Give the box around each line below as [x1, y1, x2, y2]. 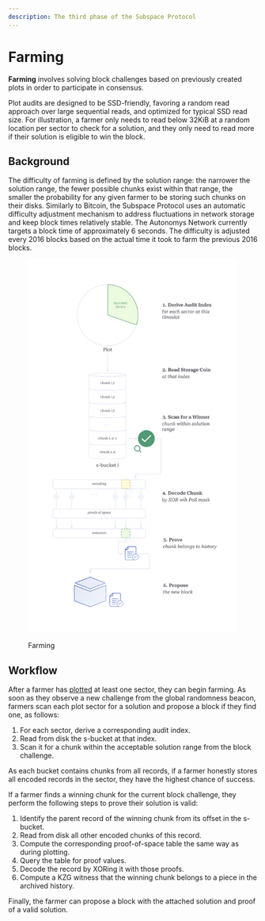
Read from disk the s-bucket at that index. [19, 734, 157, 743]
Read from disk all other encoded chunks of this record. [19, 830, 202, 840]
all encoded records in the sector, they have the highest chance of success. [8, 774, 256, 784]
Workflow [8, 663, 58, 677]
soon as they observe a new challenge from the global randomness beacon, [8, 693, 256, 702]
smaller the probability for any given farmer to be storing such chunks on [8, 193, 247, 202]
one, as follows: [8, 710, 59, 720]
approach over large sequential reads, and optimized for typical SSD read [8, 106, 248, 116]
